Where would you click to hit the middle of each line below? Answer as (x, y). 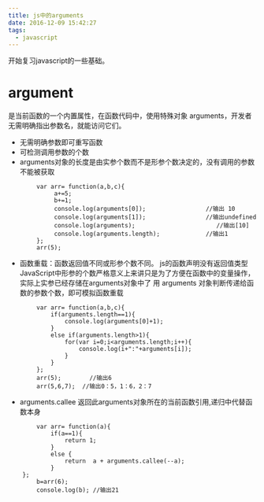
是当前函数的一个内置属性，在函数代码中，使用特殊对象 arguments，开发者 (130, 116)
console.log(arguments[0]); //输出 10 (145, 209)
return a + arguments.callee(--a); (125, 461)
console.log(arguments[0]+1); (114, 322)
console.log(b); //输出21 (78, 490)
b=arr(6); (52, 482)
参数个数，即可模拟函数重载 (78, 293)
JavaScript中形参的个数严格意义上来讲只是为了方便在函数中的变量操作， (137, 273)
